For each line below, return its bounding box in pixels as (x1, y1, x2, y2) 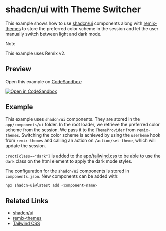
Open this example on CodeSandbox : (5, 78, 82, 84)
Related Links (5, 196, 49, 205)
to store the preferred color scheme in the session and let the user (22, 25, 159, 31)
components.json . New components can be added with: (5, 173, 119, 179)
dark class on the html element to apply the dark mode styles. (5, 158, 133, 164)
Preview (5, 65, 32, 73)
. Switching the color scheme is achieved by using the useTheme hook (18, 132, 161, 138)
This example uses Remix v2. (5, 50, 66, 56)
